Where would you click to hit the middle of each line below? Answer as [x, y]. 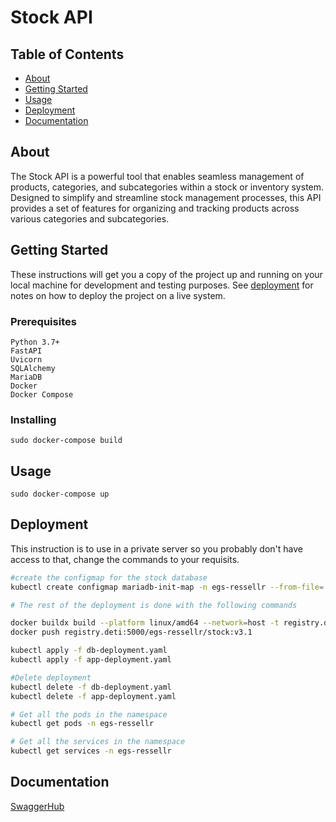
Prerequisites [43, 321]
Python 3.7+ [35, 342]
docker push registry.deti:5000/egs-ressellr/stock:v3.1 [131, 632]
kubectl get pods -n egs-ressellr [82, 724]
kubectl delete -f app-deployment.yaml [93, 696]
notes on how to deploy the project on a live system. [118, 295]
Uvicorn [26, 359]
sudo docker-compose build [66, 441]
